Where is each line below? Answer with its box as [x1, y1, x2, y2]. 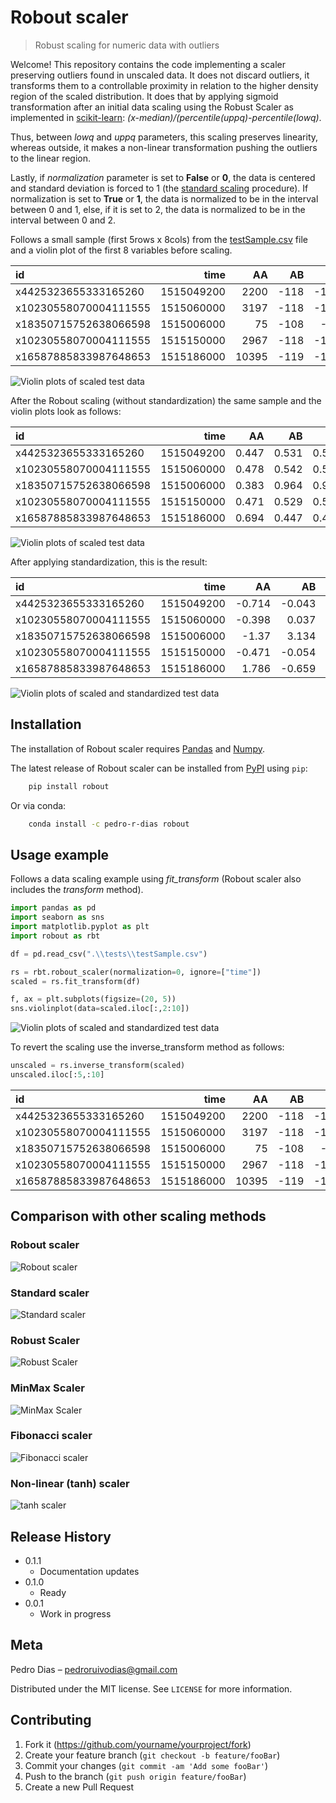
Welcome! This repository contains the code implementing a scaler [10, 58, 286, 70]
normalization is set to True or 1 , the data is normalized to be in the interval [10, 192, 319, 205]
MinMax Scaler [10, 1381, 85, 1395]
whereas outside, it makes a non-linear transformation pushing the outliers [10, 141, 318, 153]
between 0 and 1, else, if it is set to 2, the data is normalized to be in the [10, 203, 306, 215]
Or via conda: [10, 799, 67, 811]
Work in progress [39, 1607, 112, 1620]
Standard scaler [10, 1286, 90, 1300]
